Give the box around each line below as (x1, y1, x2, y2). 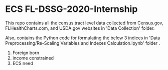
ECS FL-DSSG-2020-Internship (5, 3, 138, 15)
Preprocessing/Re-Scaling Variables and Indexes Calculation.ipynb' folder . (5, 40, 160, 46)
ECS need (12, 60, 34, 66)
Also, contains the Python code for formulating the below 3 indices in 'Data (5, 35, 160, 41)
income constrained (12, 55, 54, 61)
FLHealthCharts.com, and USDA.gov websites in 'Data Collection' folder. (5, 25, 155, 31)
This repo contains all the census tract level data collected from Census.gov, (5, 20, 163, 26)
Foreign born (12, 50, 40, 56)
